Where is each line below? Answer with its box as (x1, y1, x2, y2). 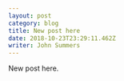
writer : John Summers (8, 42, 81, 50)
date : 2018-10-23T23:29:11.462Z (8, 34, 116, 43)
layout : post (8, 11, 52, 20)
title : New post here (8, 26, 81, 34)
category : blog (8, 19, 59, 27)
